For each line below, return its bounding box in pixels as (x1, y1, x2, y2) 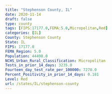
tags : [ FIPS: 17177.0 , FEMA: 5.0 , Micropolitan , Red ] (5, 26, 108, 31)
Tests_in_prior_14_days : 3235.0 (5, 63, 72, 68)
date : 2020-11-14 (5, 12, 41, 17)
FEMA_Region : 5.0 (5, 49, 41, 54)
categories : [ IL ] (5, 30, 41, 35)
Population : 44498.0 (5, 53, 48, 59)
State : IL (5, 40, 26, 45)
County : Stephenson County (5, 35, 61, 40)
